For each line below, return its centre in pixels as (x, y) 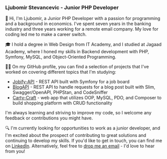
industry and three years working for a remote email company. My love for (82, 29)
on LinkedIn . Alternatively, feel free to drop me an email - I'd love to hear (80, 146)
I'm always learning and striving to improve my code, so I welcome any (78, 113)
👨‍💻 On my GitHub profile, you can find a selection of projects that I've (77, 67)
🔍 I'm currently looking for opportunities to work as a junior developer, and (83, 128)
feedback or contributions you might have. (49, 118)
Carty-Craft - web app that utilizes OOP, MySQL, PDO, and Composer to (87, 98)
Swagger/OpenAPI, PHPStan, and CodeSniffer (60, 92)
